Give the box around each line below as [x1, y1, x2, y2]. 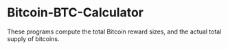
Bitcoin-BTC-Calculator [7, 5, 144, 21]
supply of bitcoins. [7, 34, 60, 42]
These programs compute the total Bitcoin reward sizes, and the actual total [7, 27, 222, 36]
